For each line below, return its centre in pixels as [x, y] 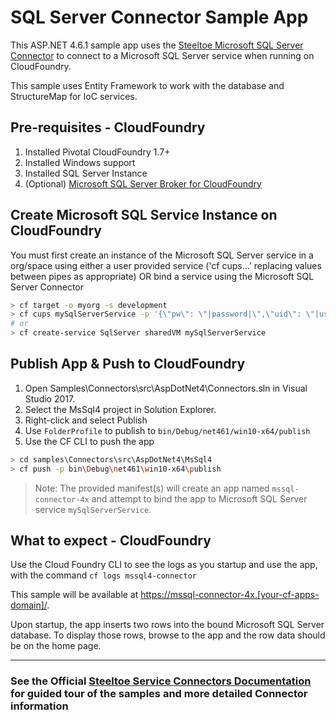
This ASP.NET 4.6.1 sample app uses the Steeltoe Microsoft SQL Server [157, 45]
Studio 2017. [50, 398]
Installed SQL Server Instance [86, 173]
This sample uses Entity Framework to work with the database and [147, 85]
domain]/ [29, 605]
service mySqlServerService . [93, 509]
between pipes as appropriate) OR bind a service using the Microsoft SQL [162, 276]
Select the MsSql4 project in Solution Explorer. [120, 409]
